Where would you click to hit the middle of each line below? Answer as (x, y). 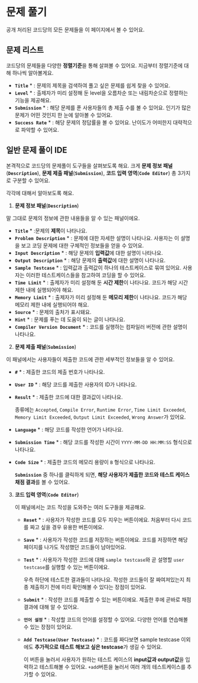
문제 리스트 (25, 50)
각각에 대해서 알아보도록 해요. (40, 193)
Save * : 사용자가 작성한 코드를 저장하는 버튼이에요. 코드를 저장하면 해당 (106, 539)
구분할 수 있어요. (31, 180)
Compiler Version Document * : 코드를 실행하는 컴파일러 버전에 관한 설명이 (101, 326)
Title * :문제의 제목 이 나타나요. (51, 231)
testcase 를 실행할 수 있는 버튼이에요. (66, 567)
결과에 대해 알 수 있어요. (51, 607)
